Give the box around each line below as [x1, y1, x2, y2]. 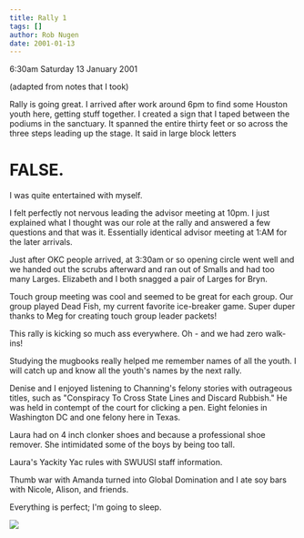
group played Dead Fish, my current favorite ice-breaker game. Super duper [9, 301, 296, 312]
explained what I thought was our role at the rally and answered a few [9, 218, 271, 228]
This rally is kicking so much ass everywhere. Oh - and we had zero [9, 329, 264, 340]
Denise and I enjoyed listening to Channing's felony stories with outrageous [9, 383, 293, 394]
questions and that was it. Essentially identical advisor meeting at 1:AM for [9, 227, 288, 238]
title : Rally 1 [9, 13, 67, 23]
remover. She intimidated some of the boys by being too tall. [9, 439, 235, 451]
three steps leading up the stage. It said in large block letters [9, 128, 237, 139]
